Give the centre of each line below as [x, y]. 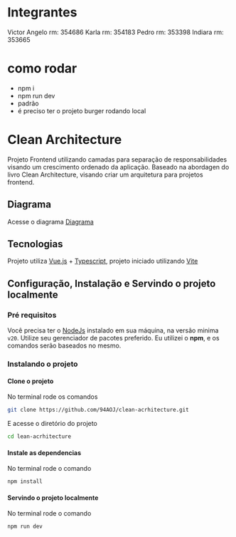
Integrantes [42, 12]
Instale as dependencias [44, 452]
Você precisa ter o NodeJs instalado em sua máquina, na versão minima [113, 330]
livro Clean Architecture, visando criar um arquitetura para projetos [106, 174]
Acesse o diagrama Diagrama [50, 221]
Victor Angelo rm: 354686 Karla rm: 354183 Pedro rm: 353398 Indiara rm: [116, 32]
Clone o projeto [31, 381]
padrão [28, 103]
